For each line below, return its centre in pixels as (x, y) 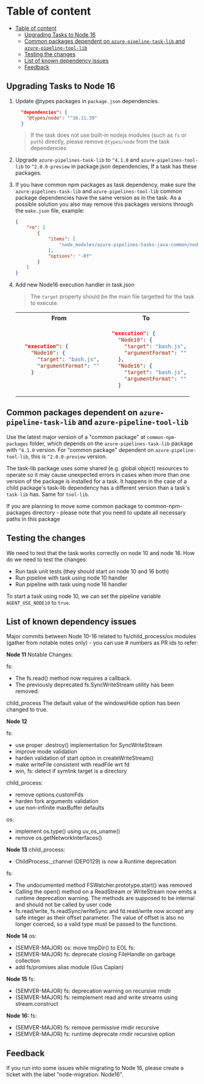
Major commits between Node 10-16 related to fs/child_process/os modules (101, 636)
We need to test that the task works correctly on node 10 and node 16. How (100, 553)
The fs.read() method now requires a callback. (73, 678)
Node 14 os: (22, 936)
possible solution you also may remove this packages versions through (104, 204)
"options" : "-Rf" (70, 256)
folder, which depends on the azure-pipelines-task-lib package (111, 443)
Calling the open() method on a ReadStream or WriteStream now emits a (106, 892)
